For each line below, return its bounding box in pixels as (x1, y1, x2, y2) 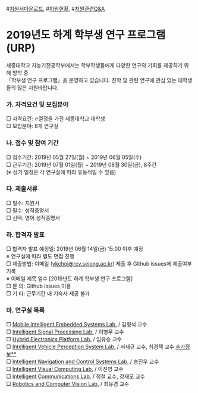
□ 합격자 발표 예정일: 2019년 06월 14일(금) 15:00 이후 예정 (6, 245, 144, 252)
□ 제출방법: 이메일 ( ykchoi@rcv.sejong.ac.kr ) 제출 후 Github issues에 (6, 260, 171, 267)
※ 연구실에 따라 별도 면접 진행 (6, 252, 75, 260)
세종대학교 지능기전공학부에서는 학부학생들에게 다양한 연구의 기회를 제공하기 (6, 61, 183, 68)
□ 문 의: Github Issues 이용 (6, 282, 71, 290)
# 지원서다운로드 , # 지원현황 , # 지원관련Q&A (6, 5, 105, 12)
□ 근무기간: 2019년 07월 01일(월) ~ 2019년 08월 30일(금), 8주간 (6, 161, 157, 168)
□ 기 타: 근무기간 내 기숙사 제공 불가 (6, 290, 90, 297)
